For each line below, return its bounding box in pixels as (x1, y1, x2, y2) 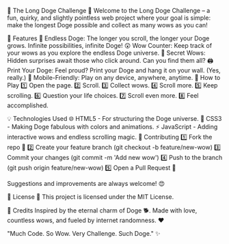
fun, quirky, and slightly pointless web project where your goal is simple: (7, 14, 211, 22)
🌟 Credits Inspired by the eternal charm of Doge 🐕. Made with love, (7, 206, 198, 215)
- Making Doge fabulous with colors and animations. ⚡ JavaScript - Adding (7, 123, 218, 131)
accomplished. (7, 101, 49, 109)
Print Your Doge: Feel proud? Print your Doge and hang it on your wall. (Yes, (7, 66, 221, 74)
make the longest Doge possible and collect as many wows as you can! (7, 21, 208, 29)
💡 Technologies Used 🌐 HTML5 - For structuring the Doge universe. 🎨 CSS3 (7, 115, 222, 122)
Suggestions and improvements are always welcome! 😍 (7, 180, 165, 187)
